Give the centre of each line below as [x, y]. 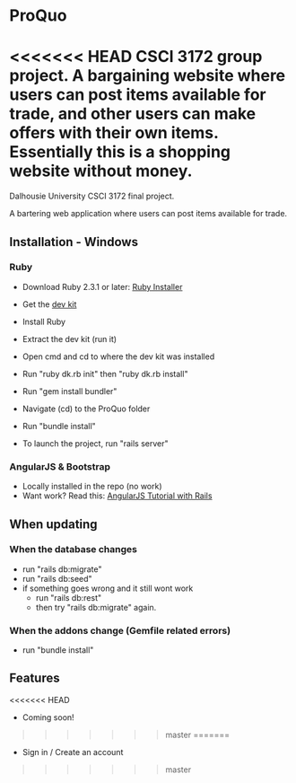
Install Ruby [44, 321]
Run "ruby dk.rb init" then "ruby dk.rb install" [105, 374]
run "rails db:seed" [57, 578]
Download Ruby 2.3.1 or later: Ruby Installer [102, 286]
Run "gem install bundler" [70, 391]
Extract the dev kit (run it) [70, 339]
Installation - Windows [74, 242]
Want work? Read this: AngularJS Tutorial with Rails [117, 496]
